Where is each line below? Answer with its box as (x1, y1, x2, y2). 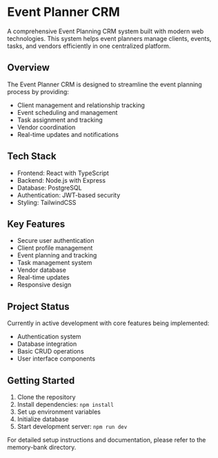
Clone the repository (17, 393, 76, 401)
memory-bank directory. (7, 443, 77, 451)
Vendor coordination (17, 122, 76, 131)
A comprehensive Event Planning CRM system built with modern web (7, 27, 204, 35)
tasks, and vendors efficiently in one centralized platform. (7, 42, 171, 50)
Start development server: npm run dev (17, 423, 128, 430)
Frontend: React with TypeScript (17, 169, 109, 177)
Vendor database (17, 266, 67, 274)
